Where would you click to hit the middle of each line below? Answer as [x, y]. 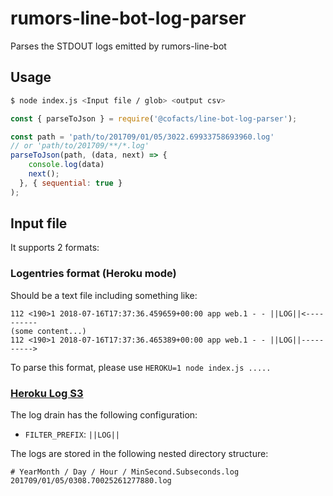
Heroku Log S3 [47, 393]
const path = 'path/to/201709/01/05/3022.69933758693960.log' [142, 137]
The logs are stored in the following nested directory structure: [139, 454]
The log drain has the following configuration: [104, 415]
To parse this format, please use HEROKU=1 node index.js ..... [141, 367]
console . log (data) [66, 165]
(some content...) [48, 331]
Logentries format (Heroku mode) [93, 274]
